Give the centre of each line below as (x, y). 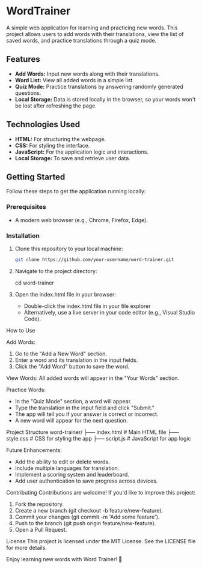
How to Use (21, 330)
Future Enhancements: (34, 450)
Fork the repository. (39, 504)
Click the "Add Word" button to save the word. (72, 366)
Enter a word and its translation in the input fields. (76, 360)
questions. (28, 93)
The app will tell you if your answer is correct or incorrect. (87, 414)
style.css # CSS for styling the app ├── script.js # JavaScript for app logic (99, 438)
